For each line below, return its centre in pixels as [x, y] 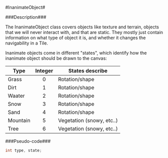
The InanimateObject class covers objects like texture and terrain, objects [82, 27]
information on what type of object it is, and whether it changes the [76, 38]
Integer [44, 71]
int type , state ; [24, 150]
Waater [16, 96]
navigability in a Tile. [27, 43]
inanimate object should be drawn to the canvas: [56, 58]
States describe [88, 71]
